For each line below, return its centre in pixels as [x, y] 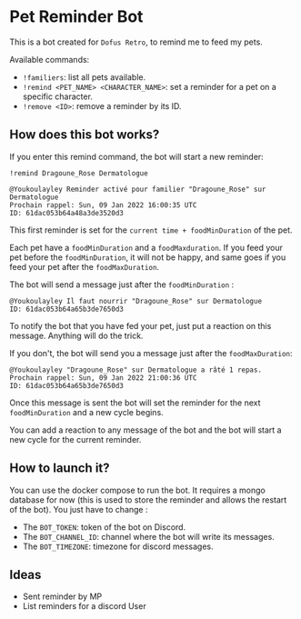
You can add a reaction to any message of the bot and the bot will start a [145, 430]
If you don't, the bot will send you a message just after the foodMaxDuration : [151, 353]
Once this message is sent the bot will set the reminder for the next [135, 403]
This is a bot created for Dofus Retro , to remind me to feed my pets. [136, 42]
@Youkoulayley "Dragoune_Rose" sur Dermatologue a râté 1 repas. [135, 370]
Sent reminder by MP [62, 596]
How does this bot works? [85, 135]
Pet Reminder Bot [76, 17]
